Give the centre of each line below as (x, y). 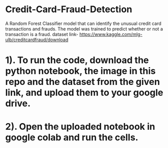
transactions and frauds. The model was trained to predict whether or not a (84, 28)
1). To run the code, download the (77, 60)
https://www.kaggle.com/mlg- (111, 34)
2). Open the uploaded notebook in (80, 127)
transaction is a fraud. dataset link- (42, 34)
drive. (18, 103)
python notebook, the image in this (81, 71)
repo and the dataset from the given (83, 82)
